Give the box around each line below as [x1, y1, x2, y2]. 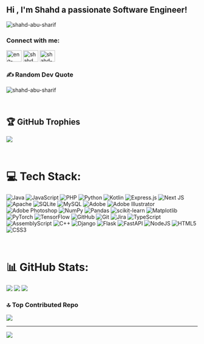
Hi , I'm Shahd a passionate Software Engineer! [6, 5, 188, 15]
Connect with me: [6, 36, 60, 44]
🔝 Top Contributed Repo [6, 301, 79, 309]
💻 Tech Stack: [6, 170, 81, 184]
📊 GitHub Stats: [6, 261, 89, 274]
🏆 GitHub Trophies [6, 117, 81, 127]
